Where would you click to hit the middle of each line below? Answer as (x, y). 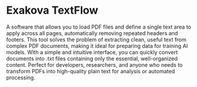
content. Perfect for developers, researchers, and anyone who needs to (94, 65)
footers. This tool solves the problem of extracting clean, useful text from (96, 39)
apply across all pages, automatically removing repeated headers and (92, 33)
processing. (21, 77)
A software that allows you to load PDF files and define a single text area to (99, 27)
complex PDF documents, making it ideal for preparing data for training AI (97, 46)
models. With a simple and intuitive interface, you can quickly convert (92, 52)
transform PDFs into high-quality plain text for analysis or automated (91, 71)
